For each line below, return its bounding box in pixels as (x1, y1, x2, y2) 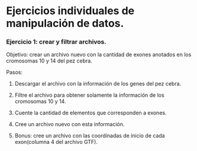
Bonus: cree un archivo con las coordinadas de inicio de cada (14, 132, 165, 139)
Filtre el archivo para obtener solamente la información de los (14, 91, 164, 99)
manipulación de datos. (6, 17, 124, 30)
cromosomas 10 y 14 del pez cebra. (6, 57, 93, 64)
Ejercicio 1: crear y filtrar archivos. (6, 38, 106, 46)
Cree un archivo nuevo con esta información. (14, 121, 125, 128)
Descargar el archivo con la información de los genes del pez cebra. (14, 80, 182, 87)
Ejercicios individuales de (6, 4, 135, 18)
